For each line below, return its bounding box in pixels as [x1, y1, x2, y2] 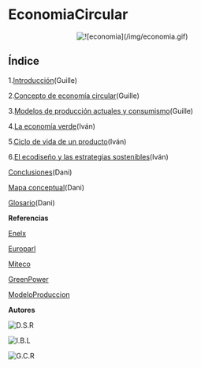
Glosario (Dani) [8, 197, 55, 207]
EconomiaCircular [8, 6, 128, 24]
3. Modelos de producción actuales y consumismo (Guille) [8, 106, 194, 115]
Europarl [8, 243, 36, 253]
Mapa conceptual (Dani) [8, 182, 85, 192]
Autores [8, 305, 35, 314]
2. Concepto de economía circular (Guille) [8, 91, 140, 100]
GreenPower [8, 274, 49, 284]
